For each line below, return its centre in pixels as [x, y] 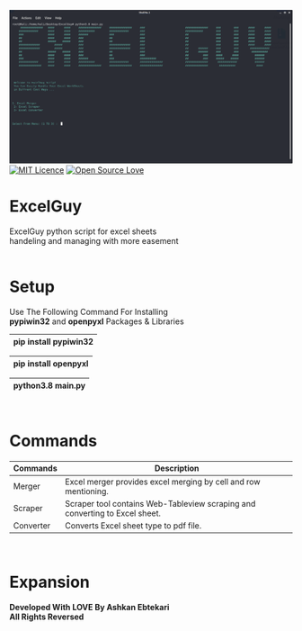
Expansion [49, 582]
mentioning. [87, 491]
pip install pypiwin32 [53, 341]
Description [177, 468]
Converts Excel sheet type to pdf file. [133, 526]
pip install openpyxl [51, 363]
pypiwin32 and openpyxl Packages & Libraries [97, 321]
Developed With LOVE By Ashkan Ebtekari [89, 607]
